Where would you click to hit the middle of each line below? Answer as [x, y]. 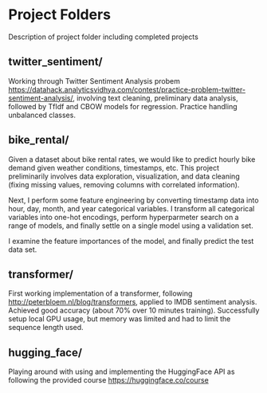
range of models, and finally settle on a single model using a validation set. [131, 226]
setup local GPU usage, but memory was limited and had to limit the [120, 319]
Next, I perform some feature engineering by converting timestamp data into [133, 200]
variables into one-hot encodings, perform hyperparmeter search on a [124, 217]
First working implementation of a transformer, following [100, 293]
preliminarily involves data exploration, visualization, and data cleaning [124, 176]
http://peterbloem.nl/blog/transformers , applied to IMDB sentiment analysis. [133, 302]
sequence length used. [46, 328]
